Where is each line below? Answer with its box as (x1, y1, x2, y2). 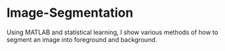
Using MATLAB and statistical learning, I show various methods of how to (6, 28, 219, 36)
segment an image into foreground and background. (6, 35, 158, 43)
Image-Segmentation (6, 5, 134, 21)
